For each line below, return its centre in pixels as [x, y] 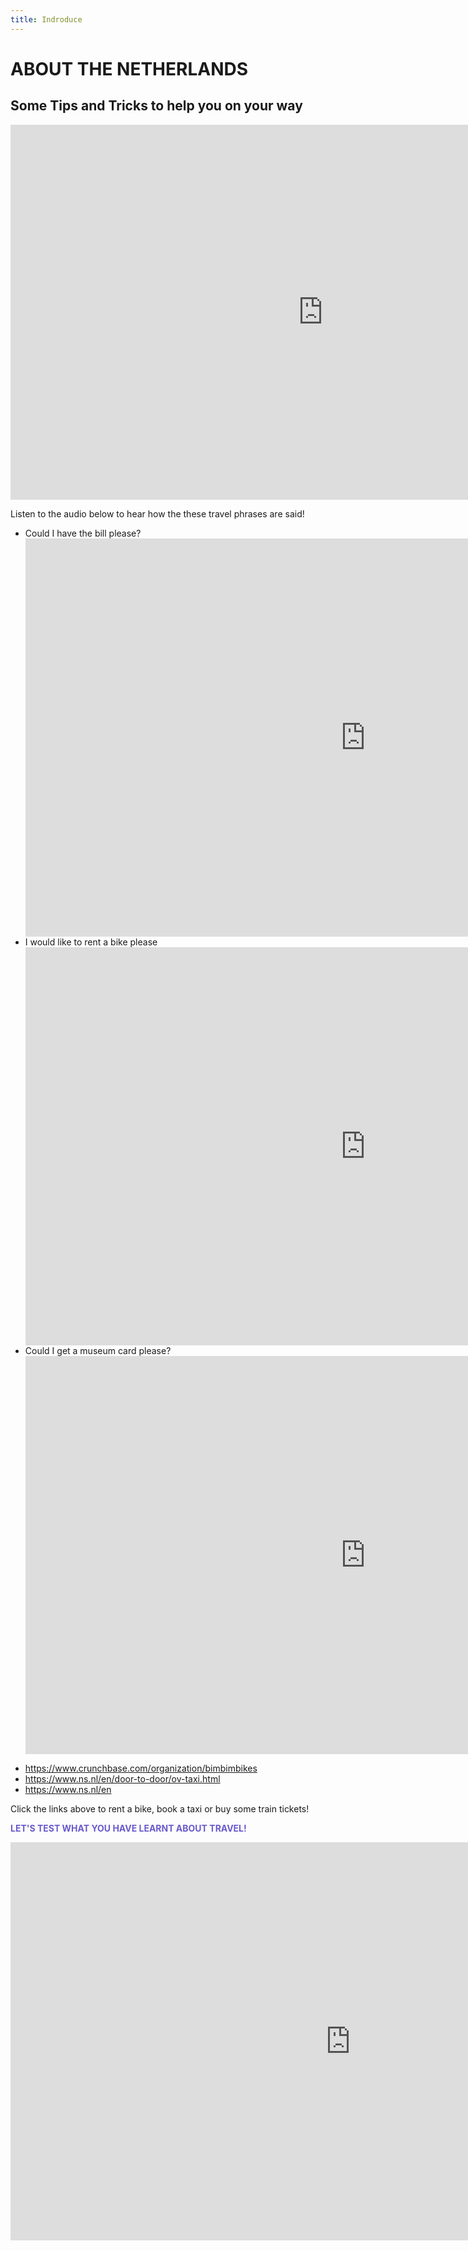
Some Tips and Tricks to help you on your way [156, 106]
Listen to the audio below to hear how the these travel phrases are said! [157, 513]
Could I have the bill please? [83, 533]
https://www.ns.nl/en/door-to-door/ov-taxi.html [122, 1778]
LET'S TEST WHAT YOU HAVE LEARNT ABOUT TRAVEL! [128, 1828]
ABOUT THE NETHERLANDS [129, 68]
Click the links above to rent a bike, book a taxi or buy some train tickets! [160, 1808]
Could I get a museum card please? [98, 1350]
